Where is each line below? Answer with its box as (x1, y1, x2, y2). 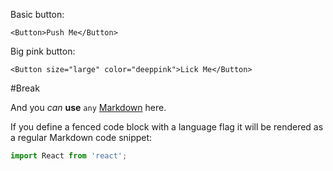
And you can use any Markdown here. (10, 102, 167, 113)
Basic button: (10, 9, 65, 20)
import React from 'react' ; (10, 151, 128, 161)
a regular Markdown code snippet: (10, 132, 153, 143)
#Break (10, 82, 40, 94)
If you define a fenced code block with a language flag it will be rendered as (10, 121, 324, 133)
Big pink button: (10, 45, 76, 57)
